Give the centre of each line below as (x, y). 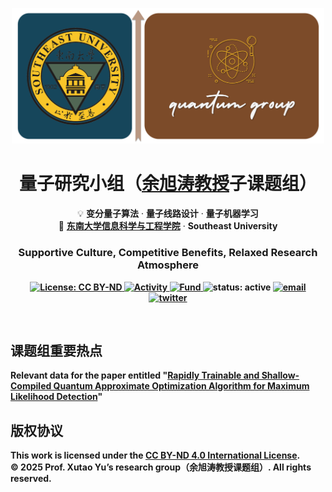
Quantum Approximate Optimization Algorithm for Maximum (181, 386)
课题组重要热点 (56, 350)
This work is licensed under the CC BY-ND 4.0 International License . (155, 455)
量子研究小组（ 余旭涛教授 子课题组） (168, 184)
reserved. (31, 479)
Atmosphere (168, 265)
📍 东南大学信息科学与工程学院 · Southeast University (168, 226)
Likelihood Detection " (56, 397)
